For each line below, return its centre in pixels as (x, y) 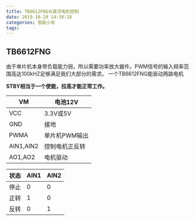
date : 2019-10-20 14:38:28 (39, 17)
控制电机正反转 (65, 147)
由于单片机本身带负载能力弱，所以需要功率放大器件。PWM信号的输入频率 (95, 67)
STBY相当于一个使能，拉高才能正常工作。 (57, 86)
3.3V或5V (58, 114)
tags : (13, 28)
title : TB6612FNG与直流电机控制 (43, 11)
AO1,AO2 (22, 157)
